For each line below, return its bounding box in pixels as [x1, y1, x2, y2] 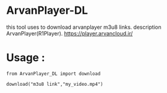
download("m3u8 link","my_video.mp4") [6, 81, 103, 87]
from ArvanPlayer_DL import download [6, 70, 101, 77]
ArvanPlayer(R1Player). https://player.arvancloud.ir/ [6, 29, 133, 37]
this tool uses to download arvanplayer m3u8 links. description [6, 23, 162, 31]
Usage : [6, 51, 45, 65]
